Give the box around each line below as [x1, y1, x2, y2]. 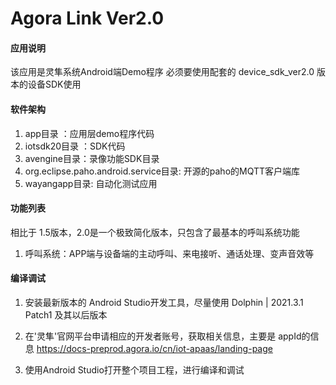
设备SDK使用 [27, 78, 82, 91]
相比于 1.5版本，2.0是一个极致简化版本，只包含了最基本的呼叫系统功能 [10, 226, 300, 238]
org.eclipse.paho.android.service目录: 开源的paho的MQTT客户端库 [24, 165, 301, 177]
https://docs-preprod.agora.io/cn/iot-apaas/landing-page [36, 343, 273, 354]
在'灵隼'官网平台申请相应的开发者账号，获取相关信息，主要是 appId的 [24, 330, 311, 342]
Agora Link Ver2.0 [10, 7, 165, 30]
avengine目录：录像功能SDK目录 [24, 152, 160, 164]
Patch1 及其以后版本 [24, 309, 108, 321]
